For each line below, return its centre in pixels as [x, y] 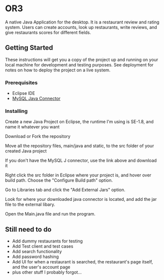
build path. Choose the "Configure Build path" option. [59, 180]
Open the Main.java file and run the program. [50, 214]
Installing [16, 111]
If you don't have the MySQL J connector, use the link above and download [81, 161]
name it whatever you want [32, 127]
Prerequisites [21, 83]
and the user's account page [41, 267]
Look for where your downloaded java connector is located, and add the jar [81, 199]
